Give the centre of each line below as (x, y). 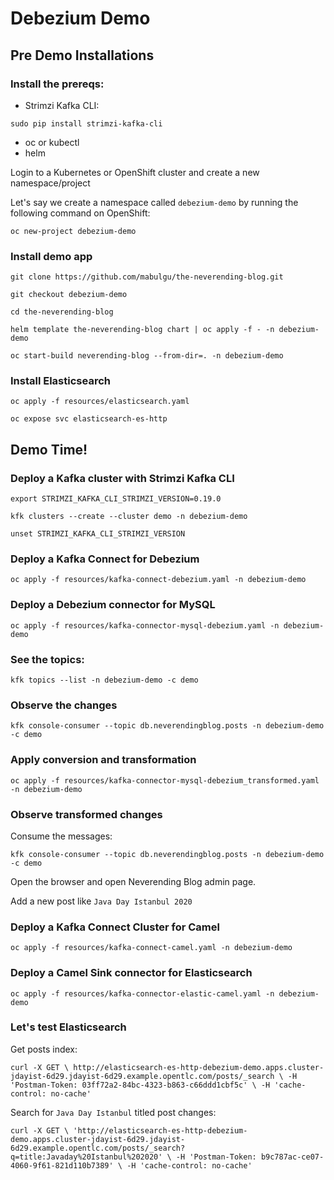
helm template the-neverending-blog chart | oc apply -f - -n (142, 330)
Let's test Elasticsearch (68, 1027)
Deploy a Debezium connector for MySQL (113, 605)
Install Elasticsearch (60, 381)
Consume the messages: (61, 836)
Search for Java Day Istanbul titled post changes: (113, 1112)
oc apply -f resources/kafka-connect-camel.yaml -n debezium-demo (151, 948)
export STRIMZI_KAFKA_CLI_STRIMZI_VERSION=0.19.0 (116, 499)
